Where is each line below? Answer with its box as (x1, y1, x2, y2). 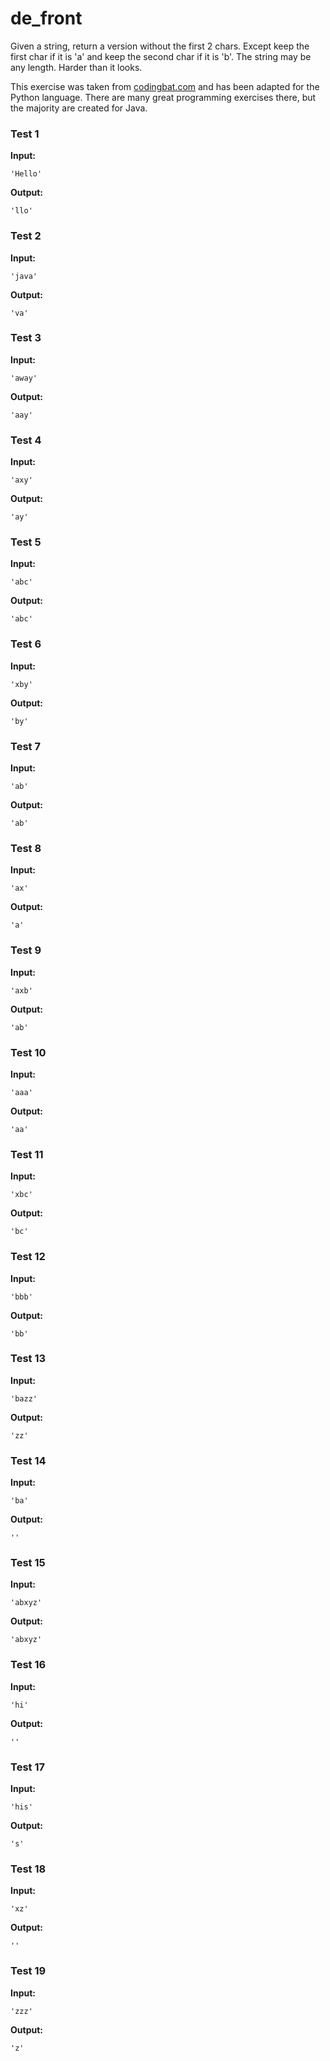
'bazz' (10, 1393, 38, 1404)
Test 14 (10, 1453, 47, 1467)
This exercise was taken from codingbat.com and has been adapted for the (10, 80, 320, 92)
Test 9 (10, 943, 42, 957)
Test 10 (10, 1045, 47, 1059)
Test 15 (10, 1556, 46, 1570)
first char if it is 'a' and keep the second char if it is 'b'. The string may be (10, 50, 312, 62)
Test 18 (10, 1862, 47, 1876)
